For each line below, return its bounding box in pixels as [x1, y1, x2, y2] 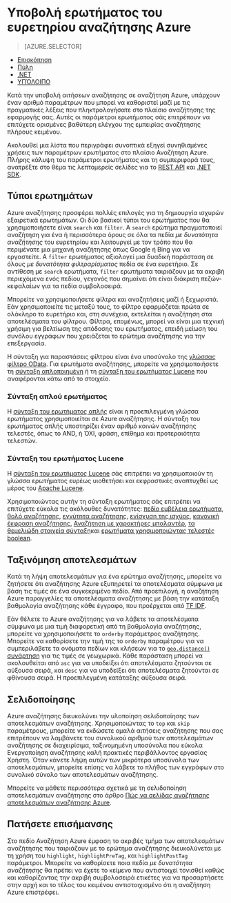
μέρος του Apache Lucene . [7, 484, 85, 492]
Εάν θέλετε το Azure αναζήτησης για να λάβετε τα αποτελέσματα [7, 615, 199, 623]
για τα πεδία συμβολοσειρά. [41, 281, 123, 290]
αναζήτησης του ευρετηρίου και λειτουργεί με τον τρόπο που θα [7, 238, 193, 246]
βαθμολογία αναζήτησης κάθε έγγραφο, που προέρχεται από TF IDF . [7, 602, 207, 610]
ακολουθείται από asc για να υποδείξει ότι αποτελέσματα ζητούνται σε [7, 659, 212, 667]
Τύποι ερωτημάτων [7, 190, 93, 202]
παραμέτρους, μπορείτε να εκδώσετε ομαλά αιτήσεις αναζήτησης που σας [7, 726, 223, 735]
